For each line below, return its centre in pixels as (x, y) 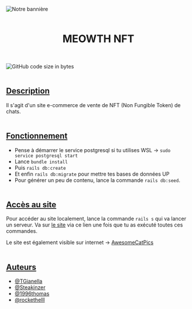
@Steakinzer (30, 287)
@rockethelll (30, 300)
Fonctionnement (37, 136)
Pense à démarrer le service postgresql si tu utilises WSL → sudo (92, 150)
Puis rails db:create (40, 167)
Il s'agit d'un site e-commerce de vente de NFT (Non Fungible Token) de (93, 105)
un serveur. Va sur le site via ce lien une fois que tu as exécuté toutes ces (95, 225)
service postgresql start (46, 156)
